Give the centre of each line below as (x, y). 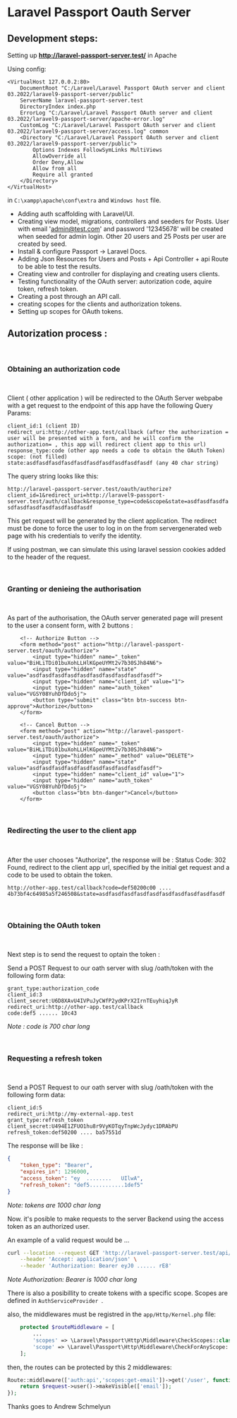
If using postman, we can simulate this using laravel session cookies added (116, 550)
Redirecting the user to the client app (72, 831)
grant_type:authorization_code (53, 988)
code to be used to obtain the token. (60, 875)
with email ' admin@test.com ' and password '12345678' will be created (120, 229)
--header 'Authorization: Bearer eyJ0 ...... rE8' (96, 1266)
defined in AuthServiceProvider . (55, 1301)
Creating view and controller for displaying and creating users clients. (119, 274)
